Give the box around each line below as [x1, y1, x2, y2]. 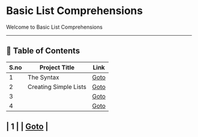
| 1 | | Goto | [6, 122, 49, 132]
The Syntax [27, 73, 60, 81]
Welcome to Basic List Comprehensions [6, 23, 103, 30]
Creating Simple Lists [27, 83, 87, 91]
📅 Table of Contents [6, 46, 80, 56]
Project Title [39, 63, 75, 71]
